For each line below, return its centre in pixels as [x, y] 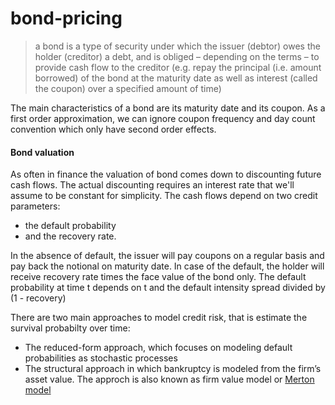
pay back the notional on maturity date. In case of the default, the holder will [167, 266]
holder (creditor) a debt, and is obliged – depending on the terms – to [177, 56]
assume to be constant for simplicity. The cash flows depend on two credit [164, 196]
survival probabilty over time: [70, 328]
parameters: [35, 206]
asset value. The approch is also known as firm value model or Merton [169, 379]
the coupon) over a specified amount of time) [128, 88]
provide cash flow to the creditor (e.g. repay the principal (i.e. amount [178, 67]
